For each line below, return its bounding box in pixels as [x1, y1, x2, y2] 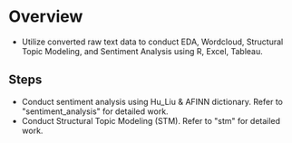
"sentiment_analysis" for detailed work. [21, 106, 169, 117]
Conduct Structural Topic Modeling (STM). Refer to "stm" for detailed [21, 115, 281, 126]
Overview [8, 6, 83, 27]
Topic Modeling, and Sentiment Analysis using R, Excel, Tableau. [21, 45, 264, 56]
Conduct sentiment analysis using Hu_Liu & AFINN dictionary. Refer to [21, 96, 283, 107]
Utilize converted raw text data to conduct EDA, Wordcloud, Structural [21, 36, 284, 47]
